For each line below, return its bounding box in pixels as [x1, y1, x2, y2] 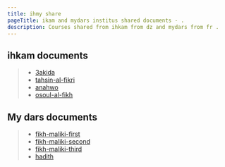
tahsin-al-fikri [35, 75, 75, 85]
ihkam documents [7, 49, 88, 61]
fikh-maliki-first [35, 130, 80, 138]
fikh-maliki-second [35, 137, 90, 145]
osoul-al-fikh [35, 91, 73, 99]
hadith [35, 152, 54, 161]
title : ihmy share [7, 10, 61, 18]
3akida [35, 68, 55, 77]
